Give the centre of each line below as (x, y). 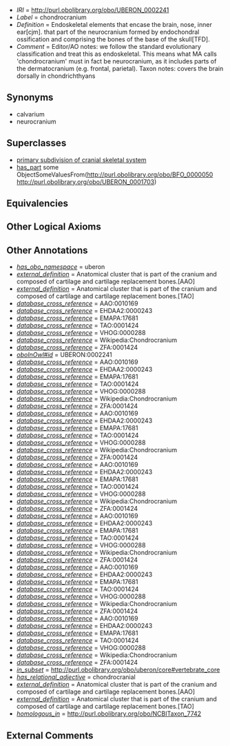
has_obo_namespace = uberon (61, 267)
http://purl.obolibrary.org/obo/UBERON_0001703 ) (86, 181)
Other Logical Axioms (54, 227)
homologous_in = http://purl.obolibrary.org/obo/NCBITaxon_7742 (109, 714)
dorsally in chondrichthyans (56, 76)
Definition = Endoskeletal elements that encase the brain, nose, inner (114, 24)
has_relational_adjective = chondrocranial (76, 677)
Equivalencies (37, 204)
